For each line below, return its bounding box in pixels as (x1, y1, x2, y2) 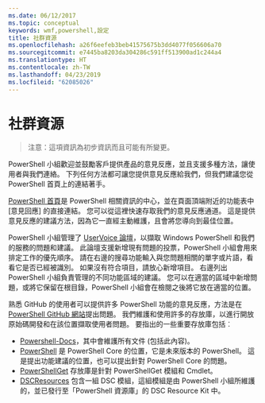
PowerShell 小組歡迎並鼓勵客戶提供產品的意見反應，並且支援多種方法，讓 (8, 160, 248, 169)
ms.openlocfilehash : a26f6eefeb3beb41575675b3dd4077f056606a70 (8, 41, 222, 49)
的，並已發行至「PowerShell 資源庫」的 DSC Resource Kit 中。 (19, 386, 225, 396)
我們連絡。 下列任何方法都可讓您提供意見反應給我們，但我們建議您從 (29, 169, 254, 179)
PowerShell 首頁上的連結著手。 (8, 180, 109, 189)
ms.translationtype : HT (8, 56, 87, 64)
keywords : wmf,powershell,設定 (8, 26, 109, 34)
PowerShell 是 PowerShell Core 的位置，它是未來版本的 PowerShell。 (19, 347, 246, 356)
